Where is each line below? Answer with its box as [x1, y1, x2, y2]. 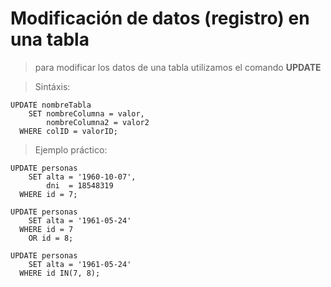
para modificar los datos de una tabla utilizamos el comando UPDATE [34, 61, 322, 73]
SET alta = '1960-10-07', [28, 172, 137, 182]
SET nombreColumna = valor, [28, 108, 145, 119]
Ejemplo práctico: [34, 143, 108, 156]
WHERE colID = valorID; [19, 126, 118, 136]
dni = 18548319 [46, 180, 114, 191]
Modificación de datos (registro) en [10, 7, 310, 30]
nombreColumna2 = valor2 [46, 117, 150, 127]
